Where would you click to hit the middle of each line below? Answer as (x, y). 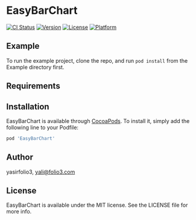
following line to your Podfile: (43, 127)
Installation (28, 106)
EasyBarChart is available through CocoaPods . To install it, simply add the (98, 121)
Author (20, 157)
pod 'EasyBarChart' (31, 138)
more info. (19, 212)
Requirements (33, 86)
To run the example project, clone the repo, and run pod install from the (97, 60)
